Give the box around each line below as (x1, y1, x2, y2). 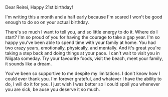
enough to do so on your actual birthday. (5, 19, 89, 25)
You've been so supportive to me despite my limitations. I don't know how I (5, 70, 160, 76)
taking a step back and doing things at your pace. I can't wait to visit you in (5, 50, 160, 56)
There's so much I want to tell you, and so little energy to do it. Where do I (5, 29, 158, 34)
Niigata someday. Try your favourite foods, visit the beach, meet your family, (5, 55, 163, 61)
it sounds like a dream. (5, 61, 52, 66)
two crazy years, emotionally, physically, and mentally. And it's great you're (5, 45, 161, 50)
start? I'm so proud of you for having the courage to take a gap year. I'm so (5, 34, 160, 40)
